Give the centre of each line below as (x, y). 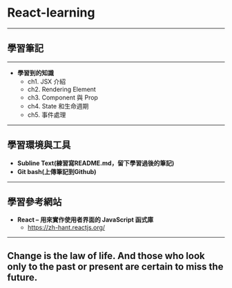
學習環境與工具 (39, 145)
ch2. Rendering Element (62, 89)
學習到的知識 (35, 73)
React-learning (51, 13)
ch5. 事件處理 (47, 115)
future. (22, 277)
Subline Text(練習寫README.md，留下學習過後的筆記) (96, 163)
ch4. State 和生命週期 (58, 106)
